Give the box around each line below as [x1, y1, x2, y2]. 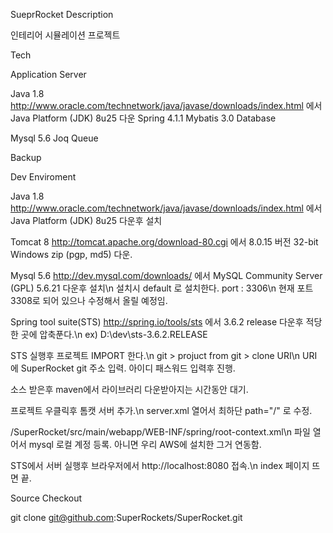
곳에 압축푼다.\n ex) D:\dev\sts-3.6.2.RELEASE [20, 329, 208, 340]
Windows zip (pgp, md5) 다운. [10, 249, 133, 260]
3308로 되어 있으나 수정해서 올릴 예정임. [10, 295, 168, 306]
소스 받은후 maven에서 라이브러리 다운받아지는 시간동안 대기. [10, 384, 249, 395]
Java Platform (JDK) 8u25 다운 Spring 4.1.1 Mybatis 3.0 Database [10, 112, 277, 124]
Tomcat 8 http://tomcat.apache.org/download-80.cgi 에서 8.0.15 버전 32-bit [10, 236, 319, 248]
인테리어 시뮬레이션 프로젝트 [10, 29, 121, 41]
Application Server [10, 69, 87, 80]
